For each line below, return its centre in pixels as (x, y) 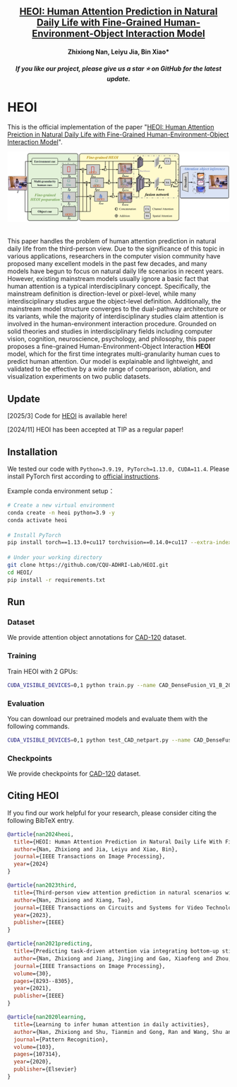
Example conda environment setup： (61, 491)
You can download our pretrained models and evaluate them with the (108, 718)
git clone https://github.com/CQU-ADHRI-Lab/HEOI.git (88, 565)
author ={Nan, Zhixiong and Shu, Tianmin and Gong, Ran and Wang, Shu (118, 1032)
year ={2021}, (33, 989)
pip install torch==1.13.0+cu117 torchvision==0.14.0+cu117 (98, 543)
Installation (32, 452)
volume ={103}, (34, 1047)
